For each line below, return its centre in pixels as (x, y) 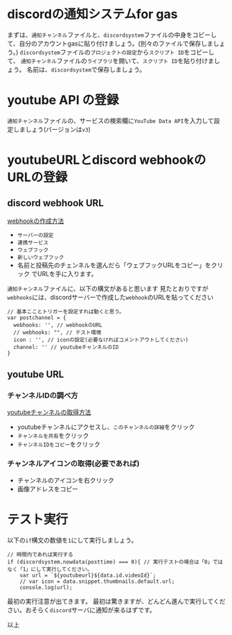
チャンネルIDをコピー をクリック (59, 444)
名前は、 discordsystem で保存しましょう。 (86, 69)
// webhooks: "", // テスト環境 (57, 332)
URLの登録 (37, 177)
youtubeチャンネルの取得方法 (49, 412)
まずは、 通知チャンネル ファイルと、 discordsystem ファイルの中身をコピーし (112, 35)
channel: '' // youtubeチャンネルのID (66, 347)
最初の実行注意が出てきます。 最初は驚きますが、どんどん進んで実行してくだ (116, 601)
